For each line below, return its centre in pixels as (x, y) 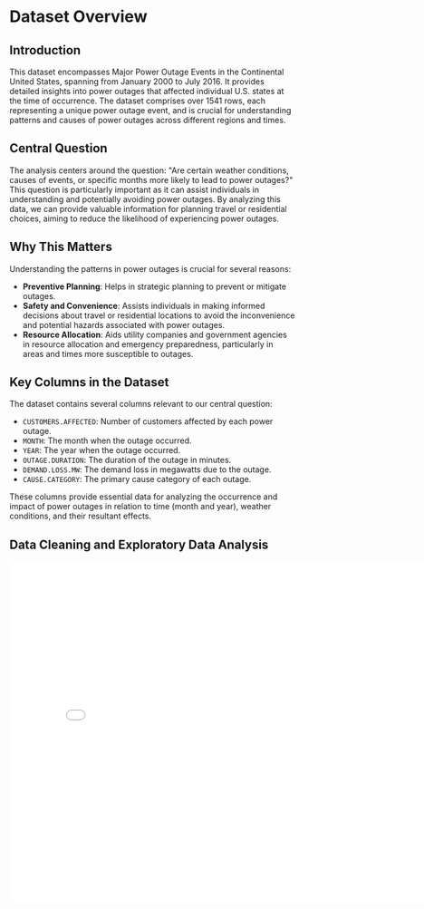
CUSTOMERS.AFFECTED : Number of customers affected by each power (148, 421)
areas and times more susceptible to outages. (108, 353)
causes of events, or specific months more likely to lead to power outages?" (151, 179)
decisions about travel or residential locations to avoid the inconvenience (159, 315)
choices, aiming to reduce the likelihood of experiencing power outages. (144, 218)
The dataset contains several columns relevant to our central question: (141, 404)
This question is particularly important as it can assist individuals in (135, 189)
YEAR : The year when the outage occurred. (101, 450)
